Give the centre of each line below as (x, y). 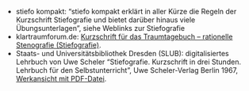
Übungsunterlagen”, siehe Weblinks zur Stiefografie (100, 28)
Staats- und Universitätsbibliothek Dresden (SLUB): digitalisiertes (122, 53)
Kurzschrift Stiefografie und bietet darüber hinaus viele (105, 20)
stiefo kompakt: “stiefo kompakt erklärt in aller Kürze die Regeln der (126, 11)
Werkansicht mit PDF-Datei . (61, 79)
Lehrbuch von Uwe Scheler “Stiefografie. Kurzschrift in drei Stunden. (128, 62)
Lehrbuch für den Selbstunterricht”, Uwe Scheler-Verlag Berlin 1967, (127, 70)
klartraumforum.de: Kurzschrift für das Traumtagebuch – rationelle (124, 36)
